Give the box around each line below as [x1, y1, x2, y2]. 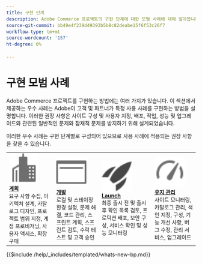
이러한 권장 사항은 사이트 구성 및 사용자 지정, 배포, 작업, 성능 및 [28, 112, 176, 119]
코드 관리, [64, 211, 87, 218]
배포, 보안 [117, 214, 140, 221]
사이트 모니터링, [154, 196, 192, 203]
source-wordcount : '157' [6, 35, 69, 41]
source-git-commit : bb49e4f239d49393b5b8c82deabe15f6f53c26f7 [6, 22, 165, 28]
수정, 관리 [161, 226, 183, 233]
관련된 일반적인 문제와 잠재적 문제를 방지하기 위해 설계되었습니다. [22, 119, 175, 127]
